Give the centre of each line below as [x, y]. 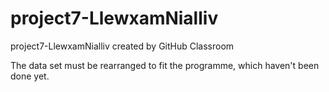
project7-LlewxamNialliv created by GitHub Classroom [122, 46]
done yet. [30, 76]
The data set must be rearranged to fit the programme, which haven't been [165, 65]
